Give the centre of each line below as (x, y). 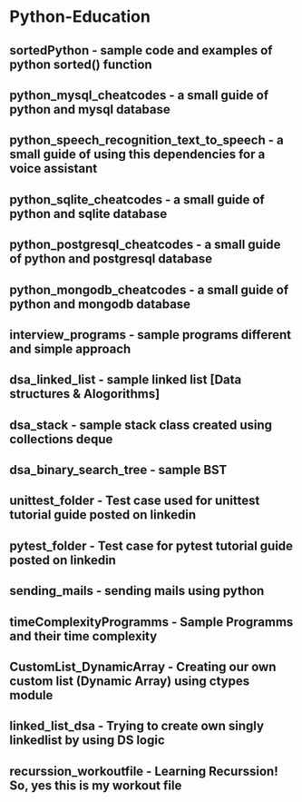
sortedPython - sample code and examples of (141, 50)
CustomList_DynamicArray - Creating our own (143, 667)
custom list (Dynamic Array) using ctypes (130, 682)
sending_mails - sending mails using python (137, 591)
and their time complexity (83, 636)
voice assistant (54, 168)
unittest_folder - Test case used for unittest (135, 501)
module (31, 695)
